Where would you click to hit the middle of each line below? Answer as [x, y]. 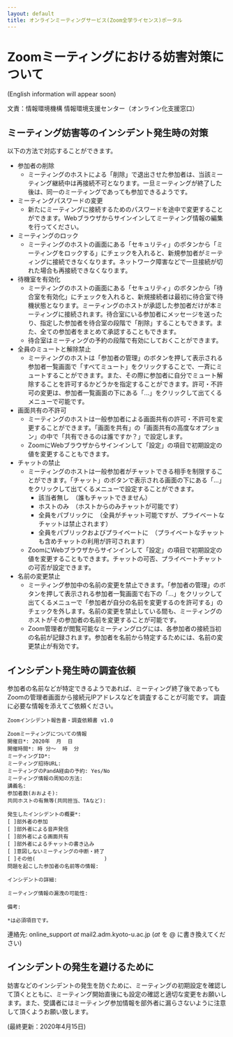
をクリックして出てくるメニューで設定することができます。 [113, 489]
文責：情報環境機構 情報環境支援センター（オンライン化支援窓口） [103, 108]
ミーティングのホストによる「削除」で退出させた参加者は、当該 [119, 175]
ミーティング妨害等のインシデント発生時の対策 [108, 132]
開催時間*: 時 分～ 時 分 [43, 749]
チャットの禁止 [39, 463]
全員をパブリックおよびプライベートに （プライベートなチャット [131, 532]
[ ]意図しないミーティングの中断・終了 [56, 852]
